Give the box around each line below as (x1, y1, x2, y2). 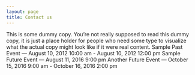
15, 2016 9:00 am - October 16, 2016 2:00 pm (6, 62, 118, 69)
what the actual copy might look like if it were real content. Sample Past (6, 43, 183, 51)
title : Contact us (6, 14, 52, 20)
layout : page (6, 8, 39, 15)
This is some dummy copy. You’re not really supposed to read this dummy (6, 30, 189, 37)
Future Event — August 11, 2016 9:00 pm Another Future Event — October (6, 56, 188, 63)
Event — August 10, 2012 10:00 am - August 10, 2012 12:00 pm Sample (6, 49, 181, 57)
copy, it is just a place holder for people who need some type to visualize (6, 37, 187, 44)
